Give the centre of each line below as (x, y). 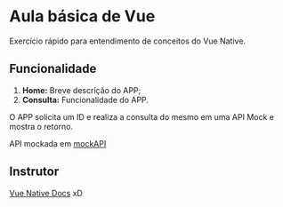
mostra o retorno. (41, 126)
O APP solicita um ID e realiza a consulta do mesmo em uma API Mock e (141, 116)
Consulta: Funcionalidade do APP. (85, 100)
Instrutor (34, 172)
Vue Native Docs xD (46, 193)
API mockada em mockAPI (58, 143)
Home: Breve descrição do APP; (81, 90)
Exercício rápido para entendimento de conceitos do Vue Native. (128, 41)
